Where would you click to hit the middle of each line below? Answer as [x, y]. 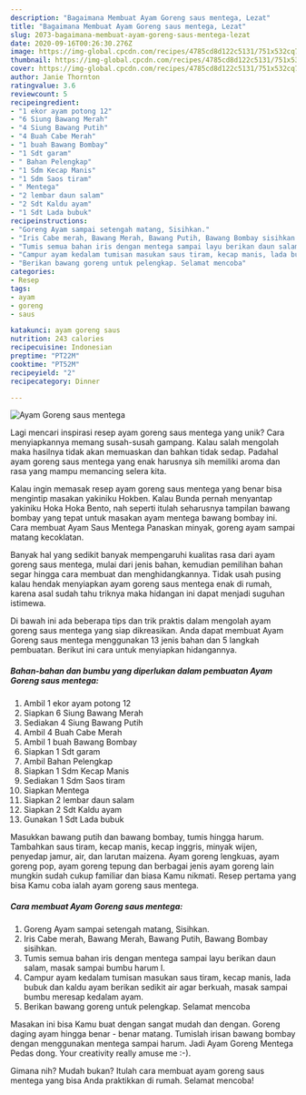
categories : [33, 272]
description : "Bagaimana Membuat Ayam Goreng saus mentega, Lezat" [141, 18]
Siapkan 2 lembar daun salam [79, 800]
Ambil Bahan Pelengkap [68, 762]
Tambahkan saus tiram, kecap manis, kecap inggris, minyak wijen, [134, 847]
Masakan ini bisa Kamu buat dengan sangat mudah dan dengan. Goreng [145, 1024]
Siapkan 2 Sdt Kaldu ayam [73, 810]
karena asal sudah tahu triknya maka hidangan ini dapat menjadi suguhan [148, 593]
